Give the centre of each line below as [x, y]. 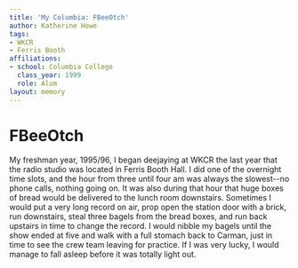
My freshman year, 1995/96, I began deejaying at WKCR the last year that [144, 160]
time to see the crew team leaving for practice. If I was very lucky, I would [144, 245]
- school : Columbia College [61, 67]
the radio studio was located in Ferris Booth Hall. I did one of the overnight [145, 169]
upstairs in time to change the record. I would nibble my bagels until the [141, 226]
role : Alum [37, 83]
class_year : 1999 [49, 75]
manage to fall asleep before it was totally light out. [103, 255]
